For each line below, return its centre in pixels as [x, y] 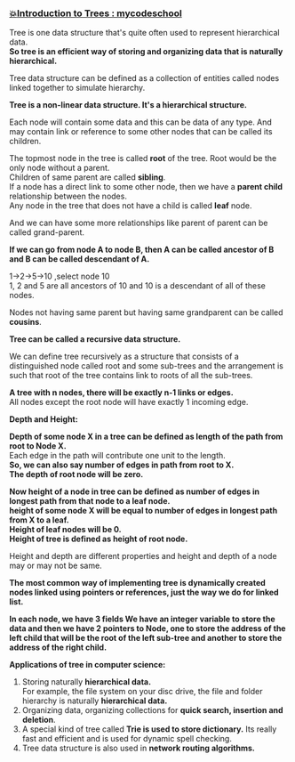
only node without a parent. [60, 168]
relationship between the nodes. [68, 196]
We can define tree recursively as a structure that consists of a [124, 357]
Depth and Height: [44, 419]
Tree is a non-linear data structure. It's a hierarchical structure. [128, 105]
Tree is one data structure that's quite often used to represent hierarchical [144, 33]
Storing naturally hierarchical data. [87, 682]
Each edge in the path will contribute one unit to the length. [118, 456]
